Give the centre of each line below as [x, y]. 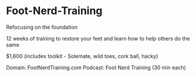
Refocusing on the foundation [42, 27]
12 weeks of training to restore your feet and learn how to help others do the [98, 38]
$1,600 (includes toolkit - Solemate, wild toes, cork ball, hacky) [82, 56]
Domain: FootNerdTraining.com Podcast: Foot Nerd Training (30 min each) [96, 67]
